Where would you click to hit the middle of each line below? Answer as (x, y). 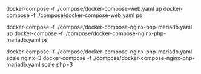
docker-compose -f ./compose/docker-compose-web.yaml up (84, 9)
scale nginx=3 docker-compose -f (49, 58)
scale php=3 (57, 64)
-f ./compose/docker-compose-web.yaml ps (87, 15)
